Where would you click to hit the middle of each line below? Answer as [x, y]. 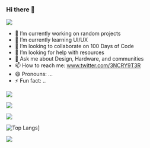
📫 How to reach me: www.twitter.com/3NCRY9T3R [78, 65]
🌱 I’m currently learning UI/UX [51, 40]
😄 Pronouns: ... [34, 74]
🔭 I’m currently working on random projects [68, 34]
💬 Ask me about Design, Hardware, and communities [79, 59]
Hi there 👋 [21, 10]
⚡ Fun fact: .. [30, 81]
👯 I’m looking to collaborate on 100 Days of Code [74, 46]
